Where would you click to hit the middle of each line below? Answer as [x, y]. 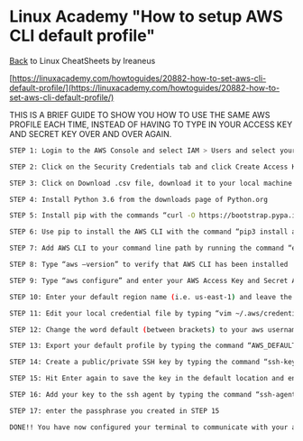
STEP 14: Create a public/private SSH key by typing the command [134, 363]
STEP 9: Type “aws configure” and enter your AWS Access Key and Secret [149, 280]
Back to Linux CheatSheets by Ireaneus [83, 60]
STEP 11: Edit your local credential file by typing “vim [120, 313]
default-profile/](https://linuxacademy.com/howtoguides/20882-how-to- [145, 87]
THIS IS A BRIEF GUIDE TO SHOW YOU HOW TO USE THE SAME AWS [140, 115]
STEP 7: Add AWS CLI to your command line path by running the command [147, 248]
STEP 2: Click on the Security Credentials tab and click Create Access [149, 167]
